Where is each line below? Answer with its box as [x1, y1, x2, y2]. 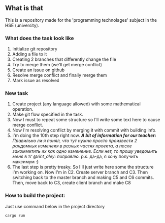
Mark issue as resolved [12, 78, 60, 84]
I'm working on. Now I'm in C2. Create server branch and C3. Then [12, 169, 148, 175]
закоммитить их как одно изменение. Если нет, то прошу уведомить [12, 148, 158, 154]
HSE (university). [5, 22, 39, 28]
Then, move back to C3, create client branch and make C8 [12, 180, 131, 186]
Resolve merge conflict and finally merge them [12, 72, 107, 78]
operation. [12, 106, 33, 112]
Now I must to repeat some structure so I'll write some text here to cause [12, 117, 161, 123]
